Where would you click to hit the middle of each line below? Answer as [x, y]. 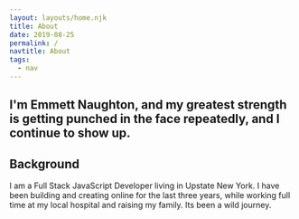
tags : [19, 60]
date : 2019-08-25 [42, 34]
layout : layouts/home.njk [58, 18]
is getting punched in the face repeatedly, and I [145, 119]
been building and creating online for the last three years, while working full [150, 195]
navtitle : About [40, 52]
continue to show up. [70, 133]
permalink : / [34, 43]
